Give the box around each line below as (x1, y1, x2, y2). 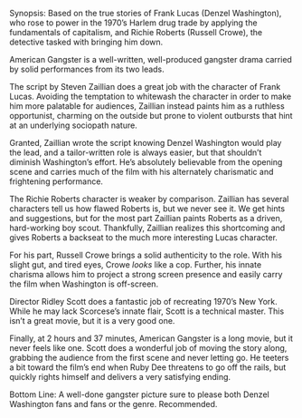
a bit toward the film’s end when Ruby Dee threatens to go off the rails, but (9, 362, 287, 373)
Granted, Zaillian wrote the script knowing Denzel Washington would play (9, 138, 282, 148)
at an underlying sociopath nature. (9, 120, 137, 131)
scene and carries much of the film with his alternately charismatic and (9, 167, 274, 177)
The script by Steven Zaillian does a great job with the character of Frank (9, 82, 281, 92)
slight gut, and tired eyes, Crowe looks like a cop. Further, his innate (9, 259, 262, 270)
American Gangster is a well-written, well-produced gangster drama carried (9, 54, 292, 64)
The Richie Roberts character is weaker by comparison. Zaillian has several (9, 194, 289, 204)
